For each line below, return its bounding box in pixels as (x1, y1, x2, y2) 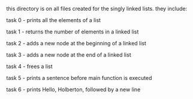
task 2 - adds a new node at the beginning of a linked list (6, 40, 147, 47)
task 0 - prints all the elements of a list (6, 17, 101, 23)
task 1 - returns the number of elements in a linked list (6, 28, 139, 35)
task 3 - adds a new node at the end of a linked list (6, 51, 131, 58)
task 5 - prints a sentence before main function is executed (6, 75, 152, 81)
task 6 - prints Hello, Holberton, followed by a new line (6, 86, 141, 93)
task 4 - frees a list (6, 63, 53, 70)
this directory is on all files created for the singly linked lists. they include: (6, 5, 188, 12)
